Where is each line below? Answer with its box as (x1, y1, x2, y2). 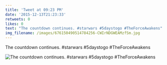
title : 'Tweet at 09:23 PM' (5, 7, 64, 12)
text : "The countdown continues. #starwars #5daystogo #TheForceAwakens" (5, 26, 163, 31)
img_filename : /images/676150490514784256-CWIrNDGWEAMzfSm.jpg (5, 30, 140, 35)
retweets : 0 (5, 16, 30, 21)
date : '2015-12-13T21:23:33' (5, 12, 66, 17)
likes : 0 (5, 21, 24, 26)
